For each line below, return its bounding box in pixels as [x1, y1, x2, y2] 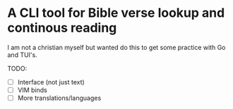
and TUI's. [7, 51, 37, 59]
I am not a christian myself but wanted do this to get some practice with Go [7, 43, 226, 51]
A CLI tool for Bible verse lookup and [7, 5, 225, 21]
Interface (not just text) [17, 77, 85, 86]
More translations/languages [17, 94, 102, 103]
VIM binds [17, 86, 47, 94]
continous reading [7, 20, 117, 36]
